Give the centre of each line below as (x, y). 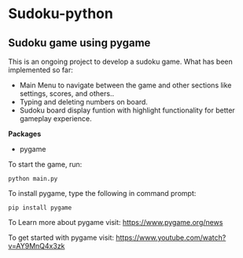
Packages (25, 134)
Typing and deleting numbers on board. (83, 102)
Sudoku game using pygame (79, 43)
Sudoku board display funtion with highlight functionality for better (127, 110)
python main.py (33, 179)
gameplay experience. (55, 118)
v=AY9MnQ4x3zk (37, 246)
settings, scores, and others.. (67, 94)
